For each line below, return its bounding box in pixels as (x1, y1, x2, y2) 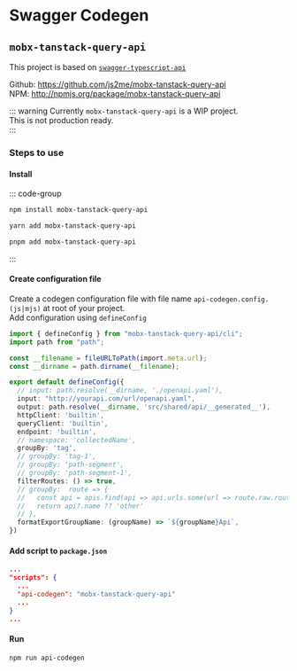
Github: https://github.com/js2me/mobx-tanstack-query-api (9, 79, 227, 90)
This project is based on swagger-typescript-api (9, 62, 187, 72)
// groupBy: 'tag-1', (17, 452, 97, 461)
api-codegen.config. (193, 294, 270, 304)
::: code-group (9, 188, 62, 199)
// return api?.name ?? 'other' (17, 502, 144, 511)
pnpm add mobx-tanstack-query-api (9, 237, 137, 246)
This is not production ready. (9, 115, 114, 125)
